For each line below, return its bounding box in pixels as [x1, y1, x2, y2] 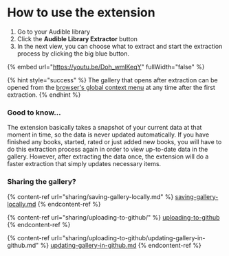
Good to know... [7, 108, 61, 117]
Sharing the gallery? [7, 177, 77, 187]
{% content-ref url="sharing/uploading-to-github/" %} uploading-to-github [7, 213, 220, 221]
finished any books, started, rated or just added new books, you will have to [7, 138, 222, 146]
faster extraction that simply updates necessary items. [7, 160, 162, 168]
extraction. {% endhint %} [7, 91, 81, 99]
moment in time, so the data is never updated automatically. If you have [7, 130, 210, 139]
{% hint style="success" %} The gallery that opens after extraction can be [7, 75, 218, 84]
